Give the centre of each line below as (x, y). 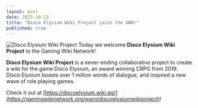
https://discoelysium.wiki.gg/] (81, 93)
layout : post (22, 12)
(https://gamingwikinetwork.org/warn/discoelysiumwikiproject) (83, 99)
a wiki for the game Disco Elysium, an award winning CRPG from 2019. (92, 69)
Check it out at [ (26, 93)
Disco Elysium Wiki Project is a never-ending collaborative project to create (99, 63)
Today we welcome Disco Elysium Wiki (127, 45)
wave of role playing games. (41, 81)
